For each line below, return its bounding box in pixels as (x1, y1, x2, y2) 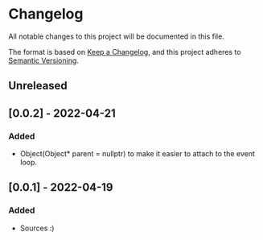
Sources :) (19, 223, 55, 233)
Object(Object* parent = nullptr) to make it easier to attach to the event (19, 149, 255, 159)
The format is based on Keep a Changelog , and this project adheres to (8, 47, 241, 56)
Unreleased (8, 79, 68, 93)
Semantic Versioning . (8, 56, 79, 65)
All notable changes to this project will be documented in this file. (8, 31, 225, 41)
